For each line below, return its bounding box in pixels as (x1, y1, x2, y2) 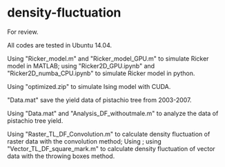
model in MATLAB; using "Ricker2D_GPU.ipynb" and (7, 61, 155, 70)
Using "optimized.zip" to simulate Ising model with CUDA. (7, 82, 171, 90)
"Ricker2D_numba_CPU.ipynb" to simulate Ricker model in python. (7, 69, 195, 77)
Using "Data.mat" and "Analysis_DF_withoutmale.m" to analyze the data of (7, 109, 219, 117)
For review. (7, 28, 39, 36)
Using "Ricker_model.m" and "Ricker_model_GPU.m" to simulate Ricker (7, 54, 209, 63)
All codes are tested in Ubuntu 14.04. (7, 41, 112, 49)
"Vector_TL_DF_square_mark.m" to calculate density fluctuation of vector (7, 144, 215, 153)
